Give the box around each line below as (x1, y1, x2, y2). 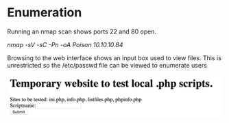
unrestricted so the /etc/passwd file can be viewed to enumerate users (7, 61, 208, 69)
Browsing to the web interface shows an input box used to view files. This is (7, 53, 221, 62)
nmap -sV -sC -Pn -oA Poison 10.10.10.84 (7, 40, 123, 49)
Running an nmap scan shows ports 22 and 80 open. (7, 27, 156, 36)
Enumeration (7, 5, 82, 20)
